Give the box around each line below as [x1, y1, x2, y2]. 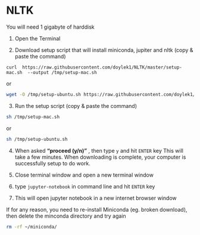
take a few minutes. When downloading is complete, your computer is [14, 153, 186, 160]
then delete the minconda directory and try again [6, 212, 126, 219]
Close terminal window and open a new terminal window [14, 171, 154, 178]
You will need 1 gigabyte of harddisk [6, 23, 95, 30]
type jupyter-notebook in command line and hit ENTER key [14, 183, 155, 190]
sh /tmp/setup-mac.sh [6, 114, 60, 120]
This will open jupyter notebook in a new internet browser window [14, 194, 177, 202]
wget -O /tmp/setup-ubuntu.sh [6, 91, 82, 97]
